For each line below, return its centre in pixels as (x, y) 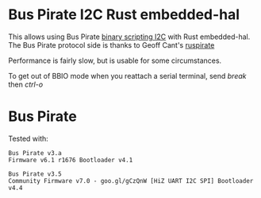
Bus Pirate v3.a (35, 153)
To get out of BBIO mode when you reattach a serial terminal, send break (127, 76)
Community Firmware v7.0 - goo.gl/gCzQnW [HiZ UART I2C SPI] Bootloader (131, 181)
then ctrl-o (26, 84)
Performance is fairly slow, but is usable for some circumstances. (115, 60)
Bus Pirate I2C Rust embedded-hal (124, 15)
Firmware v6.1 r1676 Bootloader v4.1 (71, 160)
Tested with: (29, 138)
